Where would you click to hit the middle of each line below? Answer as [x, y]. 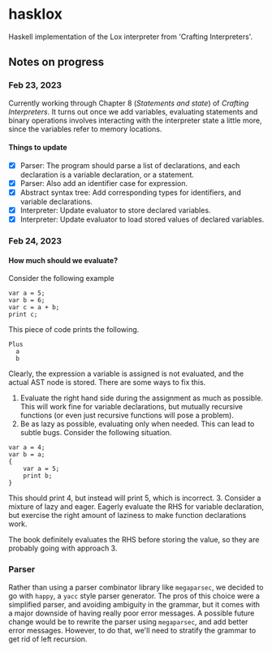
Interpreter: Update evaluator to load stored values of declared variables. [142, 219]
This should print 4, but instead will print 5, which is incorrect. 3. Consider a [135, 498]
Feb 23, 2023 [35, 85]
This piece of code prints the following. [74, 330]
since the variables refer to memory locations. [85, 129]
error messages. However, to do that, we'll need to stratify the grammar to [132, 630]
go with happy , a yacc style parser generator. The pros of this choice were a [134, 596]
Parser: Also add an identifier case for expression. [104, 183]
